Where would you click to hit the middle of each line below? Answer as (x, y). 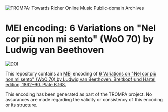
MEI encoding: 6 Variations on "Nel (81, 28)
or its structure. (21, 105)
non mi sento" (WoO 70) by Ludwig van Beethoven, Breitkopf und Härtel (80, 79)
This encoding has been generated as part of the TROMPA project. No (79, 94)
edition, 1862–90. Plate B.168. (36, 84)
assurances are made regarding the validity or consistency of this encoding (84, 99)
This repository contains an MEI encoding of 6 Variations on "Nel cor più (81, 73)
